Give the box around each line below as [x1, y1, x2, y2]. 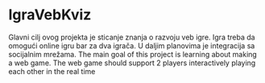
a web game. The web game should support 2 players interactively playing [8, 58, 256, 68]
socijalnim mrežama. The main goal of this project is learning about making [8, 49, 258, 59]
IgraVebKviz [8, 6, 92, 24]
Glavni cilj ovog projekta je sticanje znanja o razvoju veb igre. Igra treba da [8, 32, 255, 42]
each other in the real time [8, 66, 96, 76]
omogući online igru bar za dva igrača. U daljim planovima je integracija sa [8, 40, 255, 50]
